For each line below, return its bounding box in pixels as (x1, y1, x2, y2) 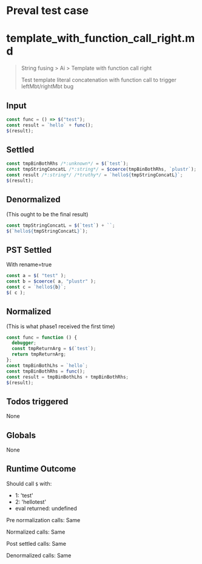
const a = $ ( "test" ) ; (6, 273, 67, 279)
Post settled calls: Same (6, 540, 67, 547)
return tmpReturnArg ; (12, 351, 67, 357)
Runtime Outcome (6, 464, 76, 474)
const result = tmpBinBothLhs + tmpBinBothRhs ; (6, 374, 129, 380)
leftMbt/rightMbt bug (21, 83, 74, 90)
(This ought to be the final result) (6, 210, 89, 218)
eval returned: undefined (15, 504, 78, 512)
